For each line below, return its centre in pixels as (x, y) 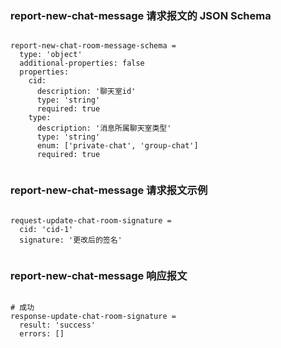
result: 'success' (58, 325)
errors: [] (42, 333)
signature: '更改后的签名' (71, 240)
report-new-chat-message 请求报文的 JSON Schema (141, 15)
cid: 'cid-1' (46, 229)
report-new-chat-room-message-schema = (93, 46)
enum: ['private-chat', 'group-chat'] (117, 146)
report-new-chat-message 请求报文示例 (109, 190)
